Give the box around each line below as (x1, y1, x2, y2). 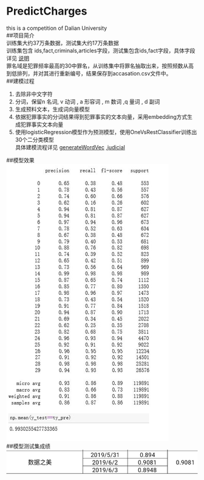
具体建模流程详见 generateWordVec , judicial (15, 143, 126, 150)
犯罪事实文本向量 (20, 121, 64, 128)
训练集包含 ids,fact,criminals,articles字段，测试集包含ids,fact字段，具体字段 (6, 47, 195, 54)
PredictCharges (6, 4, 87, 18)
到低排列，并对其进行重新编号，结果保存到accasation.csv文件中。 (6, 69, 172, 77)
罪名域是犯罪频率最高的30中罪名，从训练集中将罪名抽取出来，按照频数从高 (6, 62, 194, 69)
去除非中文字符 (15, 90, 53, 97)
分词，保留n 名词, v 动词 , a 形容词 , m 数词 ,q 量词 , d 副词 (15, 97, 160, 105)
